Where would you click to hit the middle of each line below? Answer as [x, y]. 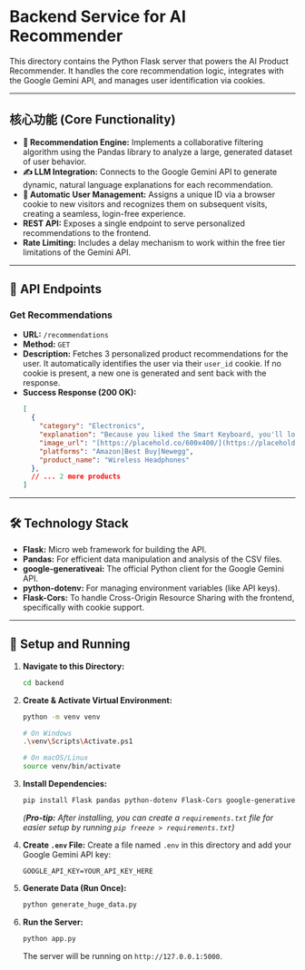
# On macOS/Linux [55, 758]
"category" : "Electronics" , [92, 426]
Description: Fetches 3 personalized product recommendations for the [155, 354]
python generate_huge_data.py [80, 905]
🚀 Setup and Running [70, 645]
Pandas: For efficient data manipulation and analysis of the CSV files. [152, 559]
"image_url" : [64, 443]
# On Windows [47, 733]
